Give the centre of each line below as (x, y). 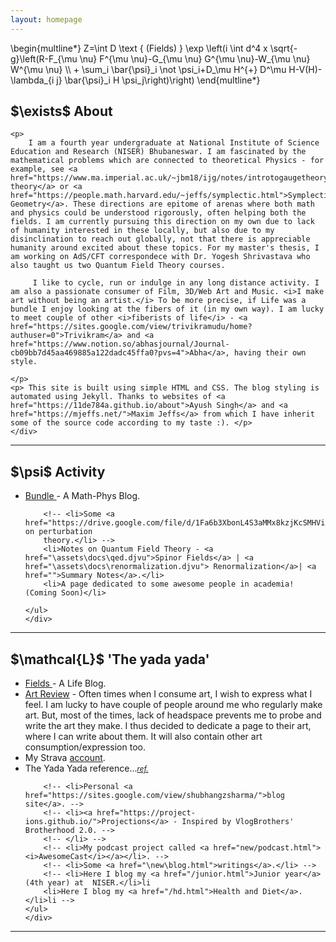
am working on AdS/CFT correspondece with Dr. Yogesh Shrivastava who (160, 257)
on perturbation (58, 532)
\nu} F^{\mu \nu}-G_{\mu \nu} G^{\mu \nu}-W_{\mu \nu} (195, 58)
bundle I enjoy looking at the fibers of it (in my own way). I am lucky (167, 309)
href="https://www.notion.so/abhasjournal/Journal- (120, 344)
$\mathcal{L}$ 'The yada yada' (110, 659)
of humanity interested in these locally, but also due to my (142, 231)
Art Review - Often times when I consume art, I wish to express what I (168, 694)
